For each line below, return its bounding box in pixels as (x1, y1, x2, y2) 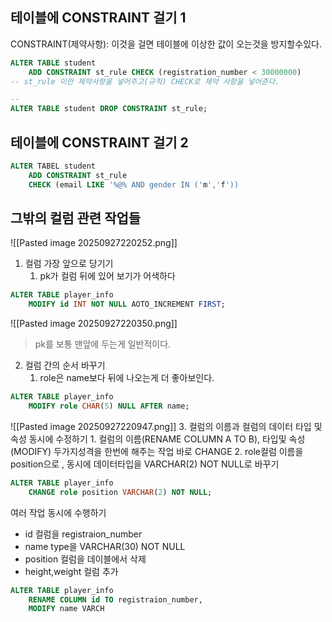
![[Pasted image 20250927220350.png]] (10, 318, 178, 330)
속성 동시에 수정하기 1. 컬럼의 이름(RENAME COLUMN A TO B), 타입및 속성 (10, 433, 306, 445)
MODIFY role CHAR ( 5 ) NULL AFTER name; (28, 401, 190, 412)
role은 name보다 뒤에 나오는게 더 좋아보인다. (39, 372, 215, 384)
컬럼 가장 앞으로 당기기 (24, 258, 114, 270)
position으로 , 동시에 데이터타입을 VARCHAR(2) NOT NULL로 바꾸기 (10, 458, 280, 470)
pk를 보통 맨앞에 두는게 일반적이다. (34, 338, 172, 350)
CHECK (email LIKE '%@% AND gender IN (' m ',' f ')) (28, 179, 240, 190)
